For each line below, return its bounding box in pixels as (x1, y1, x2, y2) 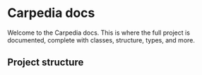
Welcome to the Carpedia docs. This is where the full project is (7, 28, 191, 37)
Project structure (7, 57, 84, 69)
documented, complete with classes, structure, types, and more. (7, 35, 196, 44)
